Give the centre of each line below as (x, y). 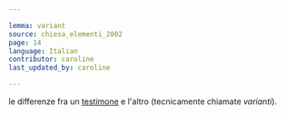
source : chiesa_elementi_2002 (66, 34)
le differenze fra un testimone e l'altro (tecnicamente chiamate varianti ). (143, 101)
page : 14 (25, 43)
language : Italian (43, 51)
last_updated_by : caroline (59, 68)
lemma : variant (37, 25)
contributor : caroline (51, 60)
